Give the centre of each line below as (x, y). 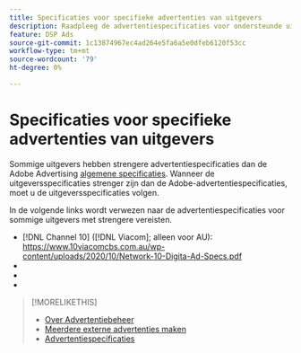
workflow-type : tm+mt (50, 51)
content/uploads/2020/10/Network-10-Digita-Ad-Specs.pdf (132, 256)
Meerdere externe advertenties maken (115, 329)
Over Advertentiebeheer (89, 319)
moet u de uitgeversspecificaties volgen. (84, 192)
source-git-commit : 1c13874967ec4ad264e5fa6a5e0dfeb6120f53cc (128, 43)
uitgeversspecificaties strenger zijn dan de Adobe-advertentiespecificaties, (149, 183)
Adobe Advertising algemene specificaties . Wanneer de (112, 173)
